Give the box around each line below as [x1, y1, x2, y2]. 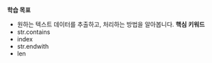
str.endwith [16, 43, 49, 50]
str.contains [16, 28, 51, 36]
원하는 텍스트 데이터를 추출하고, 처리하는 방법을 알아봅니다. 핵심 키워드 [16, 20, 205, 28]
